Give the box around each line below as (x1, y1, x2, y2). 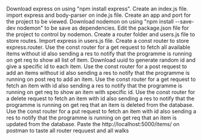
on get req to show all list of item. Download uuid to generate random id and (6, 57, 196, 63)
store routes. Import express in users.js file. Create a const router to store (6, 37, 189, 44)
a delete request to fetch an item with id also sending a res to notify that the (6, 95, 195, 102)
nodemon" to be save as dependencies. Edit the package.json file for (17, 24, 189, 31)
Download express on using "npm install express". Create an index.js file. (6, 5, 189, 12)
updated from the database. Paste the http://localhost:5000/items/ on (6, 121, 180, 127)
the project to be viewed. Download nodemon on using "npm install (6, 18, 174, 25)
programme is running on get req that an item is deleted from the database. (6, 101, 194, 108)
